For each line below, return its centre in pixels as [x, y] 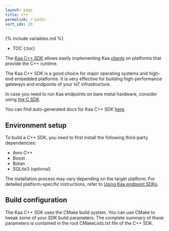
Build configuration [36, 200]
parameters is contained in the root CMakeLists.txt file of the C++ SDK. [79, 223]
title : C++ [17, 15]
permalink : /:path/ [26, 19]
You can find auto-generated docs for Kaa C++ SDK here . [65, 109]
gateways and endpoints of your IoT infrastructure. [58, 84]
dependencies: [21, 143]
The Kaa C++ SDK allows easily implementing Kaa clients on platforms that [83, 58]
